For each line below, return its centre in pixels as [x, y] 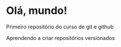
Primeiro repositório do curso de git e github [60, 27]
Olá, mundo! [37, 11]
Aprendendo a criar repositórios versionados [60, 38]
